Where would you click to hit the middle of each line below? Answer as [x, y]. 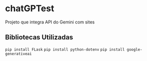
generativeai [18, 54]
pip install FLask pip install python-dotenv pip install [65, 49]
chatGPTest [30, 9]
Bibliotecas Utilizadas [39, 37]
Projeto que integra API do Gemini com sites [50, 22]
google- [134, 49]
